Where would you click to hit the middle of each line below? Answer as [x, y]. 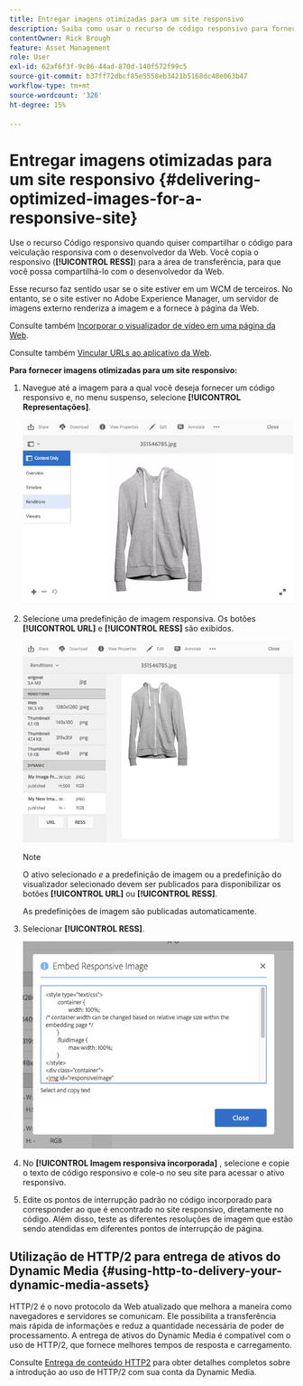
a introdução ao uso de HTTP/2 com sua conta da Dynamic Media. [133, 1372]
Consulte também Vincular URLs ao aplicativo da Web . [110, 353]
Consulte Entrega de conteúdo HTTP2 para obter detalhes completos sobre [150, 1363]
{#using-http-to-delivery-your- [192, 1271]
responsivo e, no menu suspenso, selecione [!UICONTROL [132, 398]
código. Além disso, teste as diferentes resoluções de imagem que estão [157, 1219]
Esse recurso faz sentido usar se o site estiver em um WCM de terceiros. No [151, 289]
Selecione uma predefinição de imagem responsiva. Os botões [139, 618]
